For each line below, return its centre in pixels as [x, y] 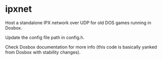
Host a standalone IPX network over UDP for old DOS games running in [78, 23]
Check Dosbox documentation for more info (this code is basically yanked [81, 47]
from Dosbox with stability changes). [43, 52]
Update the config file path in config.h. [45, 37]
